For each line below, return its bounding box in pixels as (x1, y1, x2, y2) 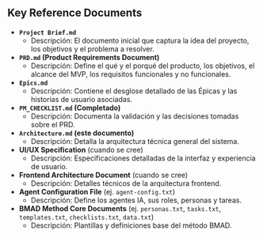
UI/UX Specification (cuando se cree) (18, 145, 143, 154)
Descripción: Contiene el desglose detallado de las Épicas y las (30, 86, 238, 96)
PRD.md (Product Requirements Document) (18, 52, 160, 62)
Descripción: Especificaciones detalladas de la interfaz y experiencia (30, 153, 256, 163)
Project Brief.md (18, 28, 77, 36)
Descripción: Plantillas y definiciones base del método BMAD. (30, 221, 232, 230)
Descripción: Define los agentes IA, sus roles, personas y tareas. (30, 195, 242, 205)
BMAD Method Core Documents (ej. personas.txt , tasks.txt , (18, 203, 222, 213)
